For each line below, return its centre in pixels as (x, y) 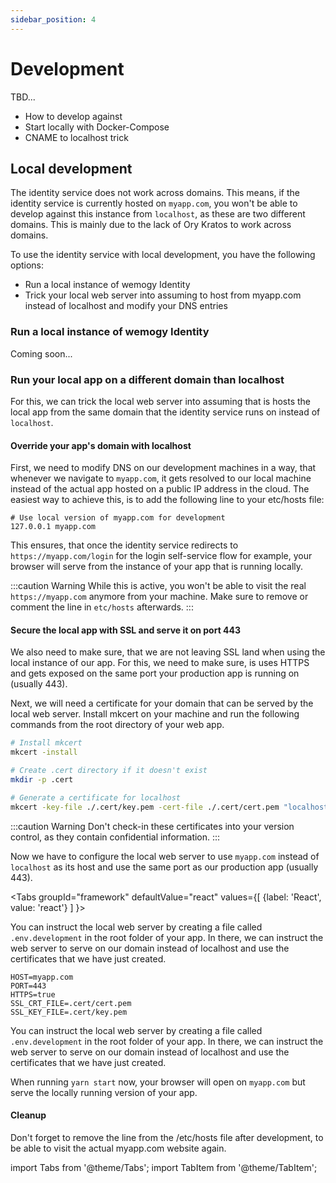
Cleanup (28, 1115)
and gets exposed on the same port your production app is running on (155, 673)
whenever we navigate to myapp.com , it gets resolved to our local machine (161, 478)
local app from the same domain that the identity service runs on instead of (165, 412)
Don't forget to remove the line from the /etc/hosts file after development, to (167, 1137)
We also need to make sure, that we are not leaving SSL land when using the (168, 652)
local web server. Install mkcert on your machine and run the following (155, 714)
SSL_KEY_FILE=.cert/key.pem (69, 1012)
